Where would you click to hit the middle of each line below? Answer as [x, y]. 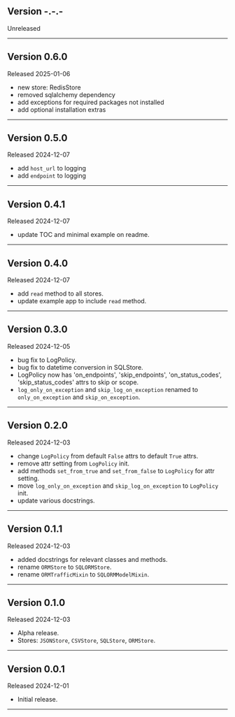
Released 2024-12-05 [39, 346]
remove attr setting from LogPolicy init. [73, 463]
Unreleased [24, 28]
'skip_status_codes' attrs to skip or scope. [78, 382]
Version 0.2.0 [38, 426]
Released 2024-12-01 [38, 686]
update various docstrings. [56, 500]
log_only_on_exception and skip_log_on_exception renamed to [108, 389]
